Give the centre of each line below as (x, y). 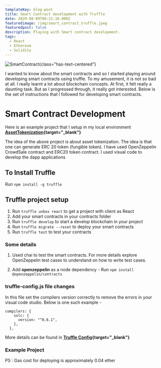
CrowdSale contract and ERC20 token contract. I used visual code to (73, 152)
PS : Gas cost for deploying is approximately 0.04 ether (60, 360)
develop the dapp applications (35, 157)
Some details (21, 245)
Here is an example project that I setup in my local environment (68, 127)
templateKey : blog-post (29, 9)
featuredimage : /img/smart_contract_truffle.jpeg (56, 23)
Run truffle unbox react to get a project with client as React (73, 211)
